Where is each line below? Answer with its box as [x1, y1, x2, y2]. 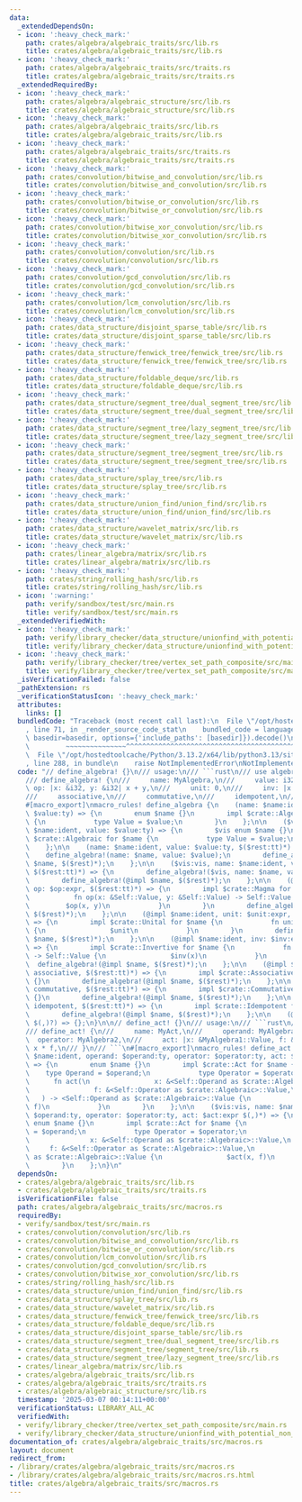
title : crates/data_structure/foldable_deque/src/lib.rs [25, 382, 244, 391]
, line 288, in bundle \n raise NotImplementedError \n [25, 759, 244, 768]
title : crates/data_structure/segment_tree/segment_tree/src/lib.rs [25, 457, 288, 467]
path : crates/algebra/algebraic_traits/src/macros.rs [17, 1203, 223, 1212]
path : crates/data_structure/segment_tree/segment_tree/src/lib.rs [25, 449, 283, 458]
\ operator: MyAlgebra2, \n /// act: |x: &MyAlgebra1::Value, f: [25, 1035, 288, 1044]
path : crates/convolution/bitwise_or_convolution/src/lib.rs [25, 197, 259, 207]
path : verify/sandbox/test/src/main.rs [25, 600, 175, 609]
